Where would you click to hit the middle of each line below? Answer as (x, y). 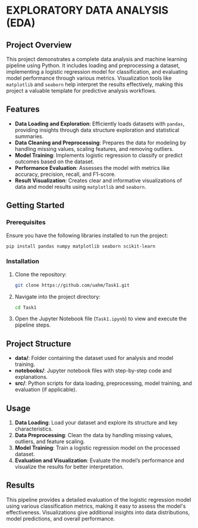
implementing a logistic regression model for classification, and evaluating (97, 72)
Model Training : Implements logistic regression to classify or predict (99, 155)
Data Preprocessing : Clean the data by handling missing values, (94, 435)
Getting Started (35, 205)
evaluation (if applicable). (46, 390)
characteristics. (34, 429)
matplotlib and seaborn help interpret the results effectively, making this (95, 84)
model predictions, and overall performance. (61, 518)
